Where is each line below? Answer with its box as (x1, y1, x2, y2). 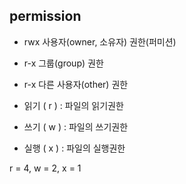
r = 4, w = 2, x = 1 (9, 162, 82, 174)
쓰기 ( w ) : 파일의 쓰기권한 (23, 120, 129, 133)
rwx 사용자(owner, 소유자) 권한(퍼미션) (23, 35, 177, 48)
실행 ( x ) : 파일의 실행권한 (23, 142, 126, 154)
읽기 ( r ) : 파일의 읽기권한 (23, 99, 124, 111)
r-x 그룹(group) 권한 (23, 57, 104, 69)
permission (9, 8, 82, 25)
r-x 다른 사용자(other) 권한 (23, 78, 129, 90)
